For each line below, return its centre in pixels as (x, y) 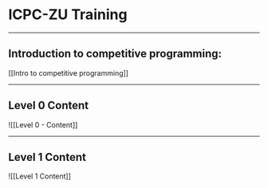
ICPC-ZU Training (68, 15)
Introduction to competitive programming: (115, 54)
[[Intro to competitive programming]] (69, 72)
